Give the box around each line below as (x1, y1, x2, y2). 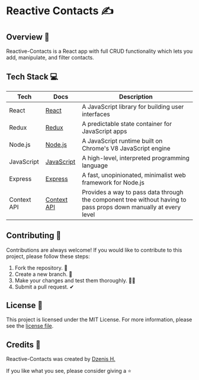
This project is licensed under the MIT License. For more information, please (6, 316, 192, 324)
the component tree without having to (82, 195, 187, 203)
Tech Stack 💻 (6, 72, 59, 82)
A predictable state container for (82, 120, 172, 128)
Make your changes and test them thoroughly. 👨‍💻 (14, 277, 136, 284)
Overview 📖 (6, 32, 50, 42)
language (82, 161, 108, 169)
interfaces (82, 110, 111, 118)
